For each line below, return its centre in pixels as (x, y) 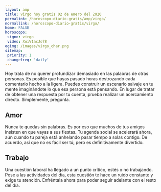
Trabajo (17, 158)
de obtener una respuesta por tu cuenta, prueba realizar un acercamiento (79, 95)
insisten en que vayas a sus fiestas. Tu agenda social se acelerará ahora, (79, 132)
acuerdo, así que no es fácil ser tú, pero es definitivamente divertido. (74, 143)
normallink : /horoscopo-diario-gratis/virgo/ (52, 23)
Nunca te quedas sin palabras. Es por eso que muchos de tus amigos (75, 127)
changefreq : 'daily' (28, 60)
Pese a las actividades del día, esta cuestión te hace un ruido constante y (79, 175)
